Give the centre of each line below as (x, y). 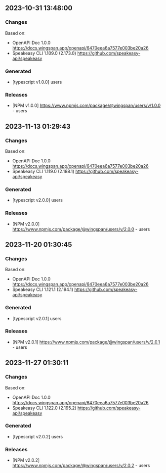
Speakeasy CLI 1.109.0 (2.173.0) (44, 53)
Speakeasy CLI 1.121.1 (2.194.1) (43, 289)
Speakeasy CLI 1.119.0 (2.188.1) (43, 171)
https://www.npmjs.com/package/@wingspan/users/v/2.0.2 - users (81, 466)
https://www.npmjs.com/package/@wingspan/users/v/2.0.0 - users (81, 229)
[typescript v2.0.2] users (38, 436)
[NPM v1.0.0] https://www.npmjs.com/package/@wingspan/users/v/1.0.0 (86, 105)
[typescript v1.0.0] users (37, 82)
